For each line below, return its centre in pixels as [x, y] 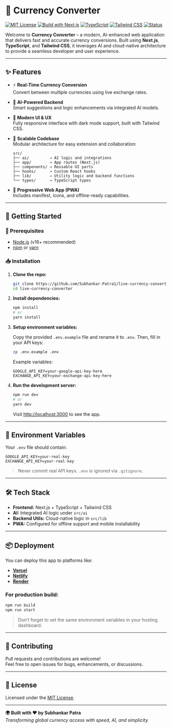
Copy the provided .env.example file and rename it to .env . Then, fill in [86, 337]
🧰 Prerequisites [25, 231]
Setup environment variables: [45, 327]
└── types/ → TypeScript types [52, 180]
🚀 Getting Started [34, 216]
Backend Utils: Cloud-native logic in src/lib [60, 518]
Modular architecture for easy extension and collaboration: [74, 144]
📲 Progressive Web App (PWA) [46, 190]
